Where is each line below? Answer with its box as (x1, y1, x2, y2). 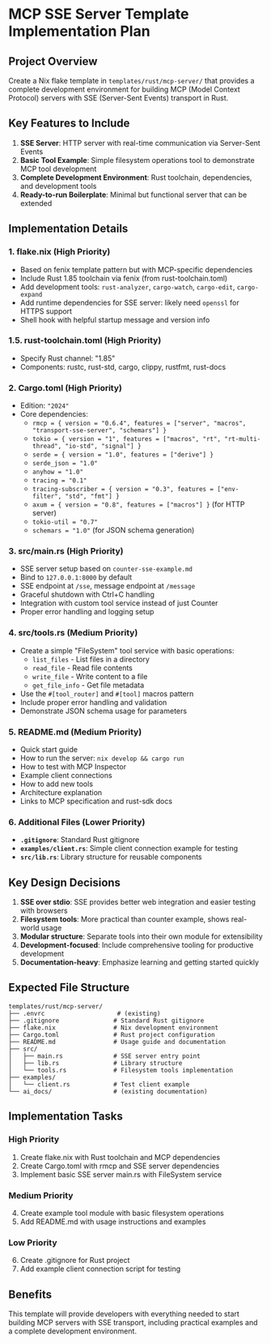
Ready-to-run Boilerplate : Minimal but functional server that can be (19, 190, 248, 199)
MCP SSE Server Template (8, 5, 189, 24)
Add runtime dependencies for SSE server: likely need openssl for (19, 297, 240, 307)
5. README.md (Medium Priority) (8, 726, 142, 738)
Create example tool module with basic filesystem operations (19, 1208, 224, 1218)
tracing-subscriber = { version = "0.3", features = (32, 486, 214, 494)
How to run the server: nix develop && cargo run (19, 753, 184, 763)
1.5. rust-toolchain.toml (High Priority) (8, 335, 162, 346)
